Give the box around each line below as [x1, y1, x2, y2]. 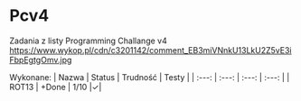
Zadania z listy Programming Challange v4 [9, 35, 167, 46]
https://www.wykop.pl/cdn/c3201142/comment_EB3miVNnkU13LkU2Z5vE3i [9, 44, 292, 55]
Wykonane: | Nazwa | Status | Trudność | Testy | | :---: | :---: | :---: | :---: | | [9, 71, 290, 82]
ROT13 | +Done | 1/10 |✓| [9, 81, 102, 92]
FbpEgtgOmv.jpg [9, 54, 72, 65]
